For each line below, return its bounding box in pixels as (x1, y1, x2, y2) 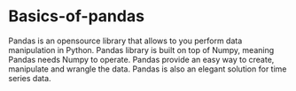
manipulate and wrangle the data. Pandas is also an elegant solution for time (8, 64, 287, 74)
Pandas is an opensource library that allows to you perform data (8, 35, 243, 46)
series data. (8, 72, 51, 83)
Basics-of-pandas (8, 6, 145, 27)
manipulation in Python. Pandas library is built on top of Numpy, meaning (8, 44, 275, 55)
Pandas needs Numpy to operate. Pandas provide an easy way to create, (8, 54, 275, 64)
